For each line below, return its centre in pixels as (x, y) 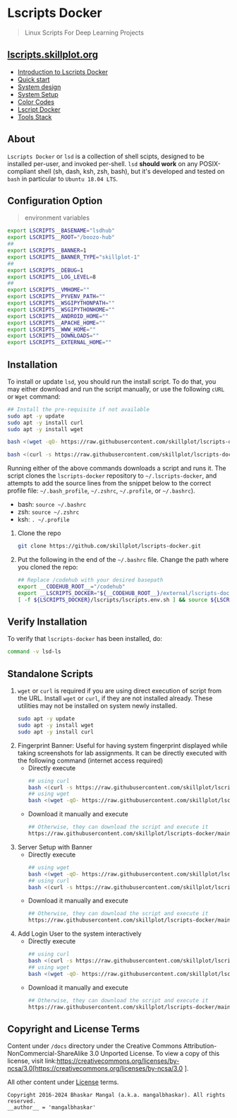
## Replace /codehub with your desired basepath (90, 580)
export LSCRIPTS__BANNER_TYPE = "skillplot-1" (74, 257)
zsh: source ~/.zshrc (48, 512)
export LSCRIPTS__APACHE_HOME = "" (56, 323)
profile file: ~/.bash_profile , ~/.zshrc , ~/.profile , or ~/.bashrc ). (101, 491)
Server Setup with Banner (55, 847)
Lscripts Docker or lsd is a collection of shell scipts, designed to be (106, 156)
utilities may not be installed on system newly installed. (97, 706)
